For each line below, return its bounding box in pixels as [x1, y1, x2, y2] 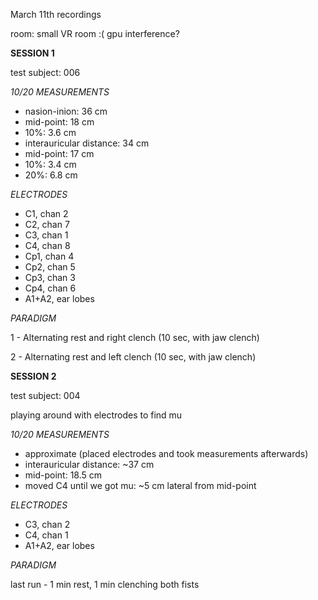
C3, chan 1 [24, 229, 69, 241]
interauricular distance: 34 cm [24, 137, 150, 149]
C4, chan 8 [24, 240, 71, 251]
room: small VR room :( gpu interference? [10, 28, 180, 39]
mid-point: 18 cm [24, 116, 95, 128]
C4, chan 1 [24, 529, 69, 541]
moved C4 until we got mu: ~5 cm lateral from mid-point [24, 480, 257, 491]
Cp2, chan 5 [24, 261, 76, 273]
